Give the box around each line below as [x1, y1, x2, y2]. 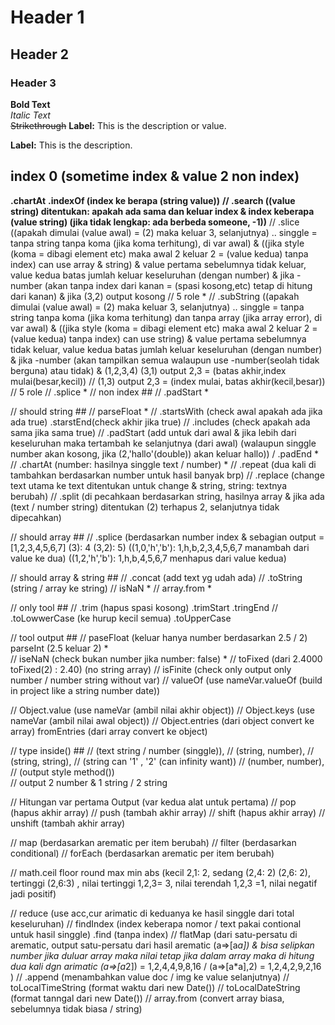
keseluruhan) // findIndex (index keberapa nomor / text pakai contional [10, 917, 302, 930]
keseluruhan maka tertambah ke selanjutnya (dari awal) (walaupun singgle [10, 437, 317, 449]
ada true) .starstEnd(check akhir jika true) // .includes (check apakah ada [10, 416, 311, 428]
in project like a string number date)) [10, 684, 161, 696]
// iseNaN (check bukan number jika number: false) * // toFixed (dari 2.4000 [10, 652, 323, 665]
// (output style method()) [10, 766, 115, 778]
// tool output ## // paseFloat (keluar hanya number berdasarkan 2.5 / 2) [10, 631, 308, 643]
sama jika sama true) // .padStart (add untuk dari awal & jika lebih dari [10, 426, 297, 438]
